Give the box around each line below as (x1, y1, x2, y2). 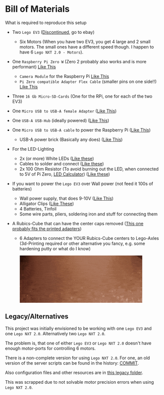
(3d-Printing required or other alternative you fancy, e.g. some (19, 240, 145, 246)
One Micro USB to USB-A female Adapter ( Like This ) (12, 108, 117, 114)
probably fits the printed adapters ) (12, 226, 82, 232)
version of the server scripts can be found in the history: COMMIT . (5, 360, 139, 366)
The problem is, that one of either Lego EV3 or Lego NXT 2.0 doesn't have (5, 340, 152, 346)
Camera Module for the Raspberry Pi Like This (19, 73, 109, 79)
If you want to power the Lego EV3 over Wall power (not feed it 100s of (12, 181, 153, 186)
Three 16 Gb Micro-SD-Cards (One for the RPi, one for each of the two (12, 93, 153, 99)
